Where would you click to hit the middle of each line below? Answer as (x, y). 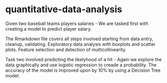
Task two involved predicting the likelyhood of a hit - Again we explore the (84, 59)
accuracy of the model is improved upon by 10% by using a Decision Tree (83, 70)
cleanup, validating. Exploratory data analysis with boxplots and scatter (80, 44)
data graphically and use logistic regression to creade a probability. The (81, 65)
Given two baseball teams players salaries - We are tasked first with (77, 23)
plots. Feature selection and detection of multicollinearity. (66, 49)
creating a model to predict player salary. (49, 29)
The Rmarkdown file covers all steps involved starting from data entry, (79, 39)
